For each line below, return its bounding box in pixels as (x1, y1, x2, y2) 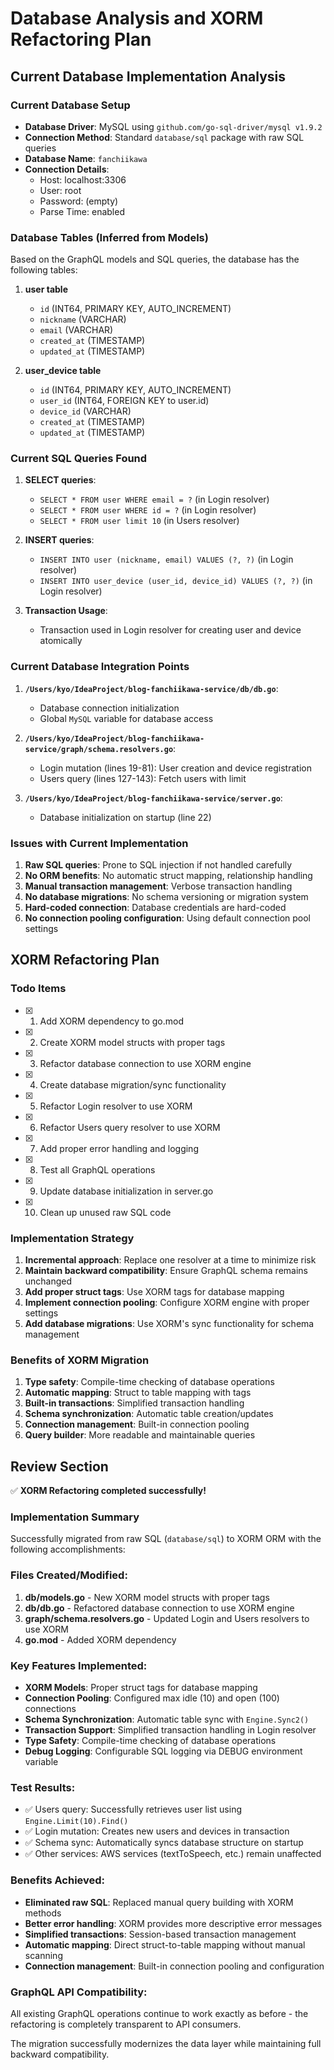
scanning (24, 1949, 63, 1961)
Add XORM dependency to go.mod (39, 1015, 185, 1027)
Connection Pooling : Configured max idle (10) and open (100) (24, 1692, 280, 1704)
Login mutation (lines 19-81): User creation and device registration (39, 762, 312, 774)
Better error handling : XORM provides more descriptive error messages (24, 1917, 323, 1929)
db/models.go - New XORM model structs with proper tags (24, 1591, 270, 1603)
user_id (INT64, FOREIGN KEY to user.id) (39, 395, 210, 407)
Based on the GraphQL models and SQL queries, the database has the (10, 253, 300, 266)
